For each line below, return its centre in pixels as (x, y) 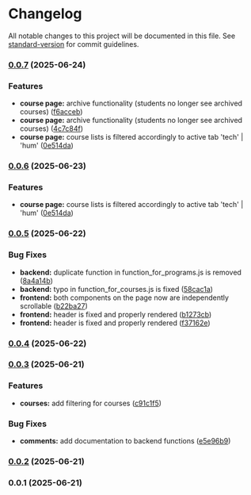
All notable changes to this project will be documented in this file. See (122, 36)
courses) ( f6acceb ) (51, 112)
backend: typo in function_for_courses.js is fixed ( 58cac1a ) (116, 289)
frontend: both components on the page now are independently (124, 297)
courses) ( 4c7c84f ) (51, 129)
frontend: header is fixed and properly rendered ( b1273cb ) (116, 314)
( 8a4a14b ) (36, 280)
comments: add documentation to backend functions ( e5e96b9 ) (125, 441)
